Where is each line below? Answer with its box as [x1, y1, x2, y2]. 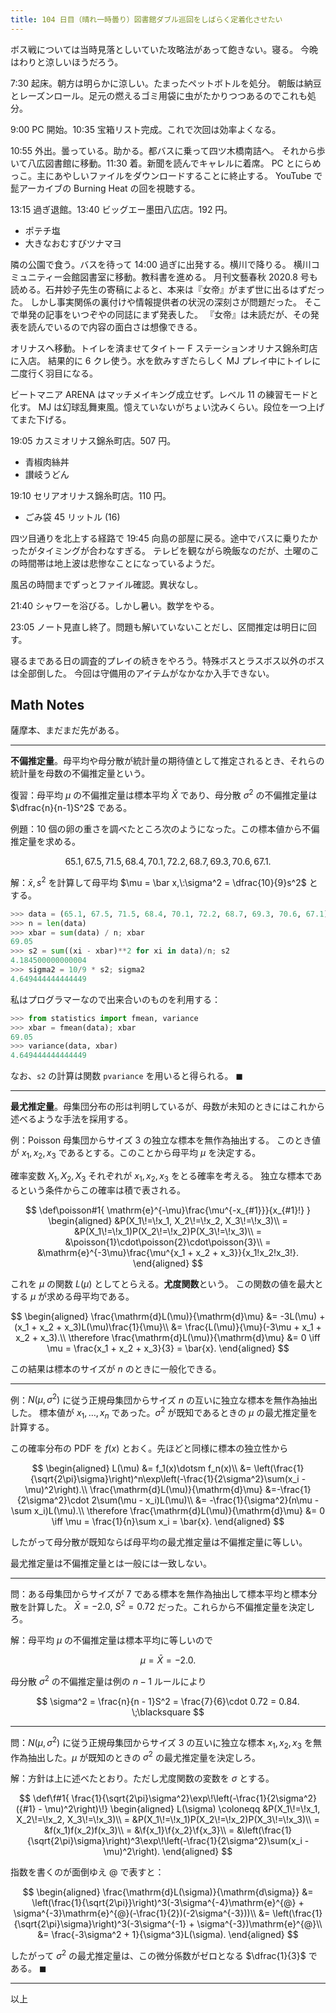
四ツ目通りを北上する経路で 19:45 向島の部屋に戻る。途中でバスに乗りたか [10, 532, 318, 544]
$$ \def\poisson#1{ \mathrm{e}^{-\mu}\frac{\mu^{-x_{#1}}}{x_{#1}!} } [24, 1204, 312, 1216]
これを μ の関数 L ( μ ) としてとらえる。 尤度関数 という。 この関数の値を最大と [10, 1277, 324, 1290]
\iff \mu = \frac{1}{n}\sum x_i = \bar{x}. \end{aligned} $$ [51, 1515, 285, 1527]
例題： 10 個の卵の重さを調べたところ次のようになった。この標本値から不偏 [10, 823, 320, 835]
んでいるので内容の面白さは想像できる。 [36, 321, 203, 333]
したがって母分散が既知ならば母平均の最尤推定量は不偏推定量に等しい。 [10, 1536, 308, 1548]
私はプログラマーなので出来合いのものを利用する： [10, 993, 221, 1005]
